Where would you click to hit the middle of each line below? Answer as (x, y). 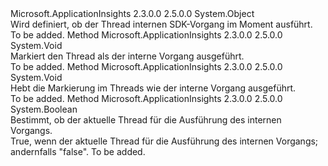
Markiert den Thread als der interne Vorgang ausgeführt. (127, 56)
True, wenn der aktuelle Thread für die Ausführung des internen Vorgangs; (164, 141)
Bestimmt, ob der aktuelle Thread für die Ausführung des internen (146, 120)
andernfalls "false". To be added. (78, 151)
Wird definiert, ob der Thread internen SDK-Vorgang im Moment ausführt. (161, 24)
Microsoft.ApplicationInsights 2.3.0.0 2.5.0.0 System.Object (132, 13)
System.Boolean (44, 109)
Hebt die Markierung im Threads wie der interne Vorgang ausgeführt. (153, 88)
